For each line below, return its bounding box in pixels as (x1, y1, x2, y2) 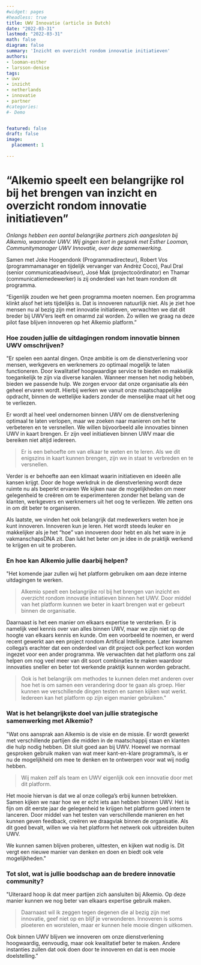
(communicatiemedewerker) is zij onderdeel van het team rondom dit (6, 275, 177, 282)
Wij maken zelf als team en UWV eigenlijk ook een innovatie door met (20, 774, 193, 781)
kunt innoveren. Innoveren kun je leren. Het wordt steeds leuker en (6, 522, 171, 529)
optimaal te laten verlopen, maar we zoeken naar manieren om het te (6, 417, 176, 424)
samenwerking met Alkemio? (6, 717, 93, 725)
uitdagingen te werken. (6, 577, 63, 584)
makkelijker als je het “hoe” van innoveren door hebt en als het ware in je (6, 529, 186, 536)
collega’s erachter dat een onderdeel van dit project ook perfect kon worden (6, 645, 195, 652)
